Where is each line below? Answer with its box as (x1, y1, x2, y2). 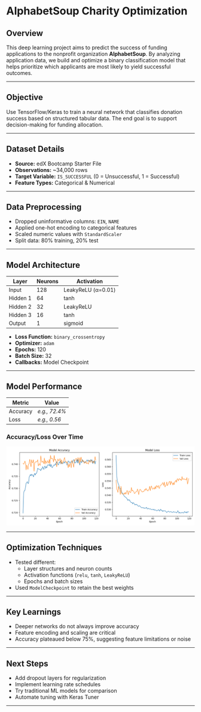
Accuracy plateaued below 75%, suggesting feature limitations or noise (14, 635, 191, 642)
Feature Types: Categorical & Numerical (14, 179, 115, 186)
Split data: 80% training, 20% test (14, 237, 99, 244)
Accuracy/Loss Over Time (6, 433, 84, 441)
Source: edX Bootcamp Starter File (14, 160, 102, 167)
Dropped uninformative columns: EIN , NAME (14, 218, 120, 225)
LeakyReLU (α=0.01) (63, 286, 116, 293)
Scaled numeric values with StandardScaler (14, 231, 123, 238)
